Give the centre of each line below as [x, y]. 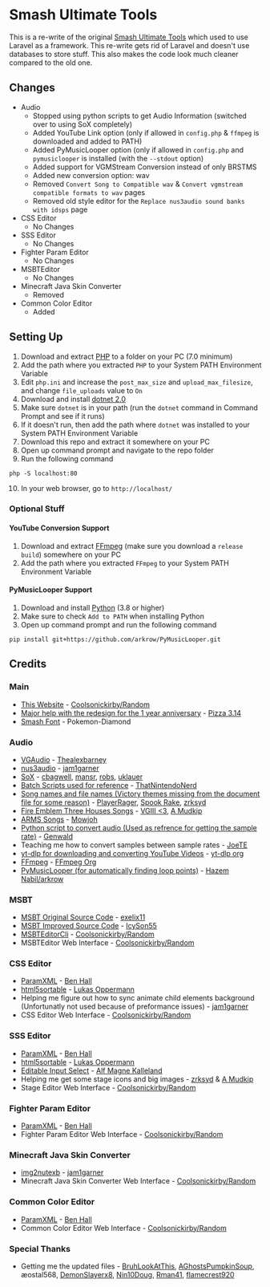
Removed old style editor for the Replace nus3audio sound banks [139, 201]
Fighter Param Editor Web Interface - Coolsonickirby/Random [122, 1135]
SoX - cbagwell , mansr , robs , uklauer [82, 777]
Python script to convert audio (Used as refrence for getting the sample [139, 827]
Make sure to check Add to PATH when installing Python [113, 616]
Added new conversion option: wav [91, 175]
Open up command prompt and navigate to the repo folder [117, 450]
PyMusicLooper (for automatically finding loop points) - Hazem [125, 870]
